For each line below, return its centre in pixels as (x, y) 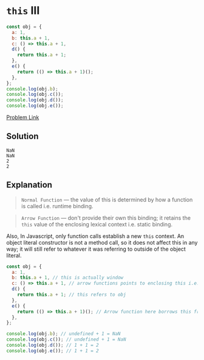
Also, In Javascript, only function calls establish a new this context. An (95, 236)
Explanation (29, 185)
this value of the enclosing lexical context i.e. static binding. (97, 224)
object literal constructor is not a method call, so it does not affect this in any (102, 242)
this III (23, 11)
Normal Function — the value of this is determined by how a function (107, 199)
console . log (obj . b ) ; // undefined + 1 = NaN (63, 334)
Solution (22, 136)
